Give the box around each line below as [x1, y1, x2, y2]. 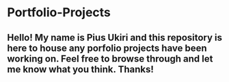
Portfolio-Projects [7, 5, 111, 20]
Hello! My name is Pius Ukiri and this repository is [7, 32, 223, 43]
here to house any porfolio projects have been [7, 42, 207, 54]
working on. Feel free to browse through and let [7, 53, 213, 64]
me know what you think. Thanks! [7, 63, 154, 75]
